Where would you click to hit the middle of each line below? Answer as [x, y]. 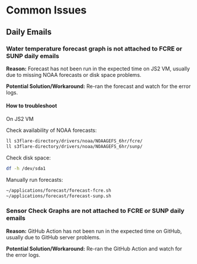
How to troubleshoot [32, 106]
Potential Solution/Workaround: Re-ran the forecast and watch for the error [98, 86]
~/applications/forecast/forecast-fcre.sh [59, 190]
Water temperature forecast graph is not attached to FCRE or [94, 49]
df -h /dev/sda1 [26, 168]
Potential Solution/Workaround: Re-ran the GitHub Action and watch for [94, 248]
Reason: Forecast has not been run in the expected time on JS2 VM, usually [98, 69]
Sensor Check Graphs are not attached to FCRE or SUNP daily [95, 211]
